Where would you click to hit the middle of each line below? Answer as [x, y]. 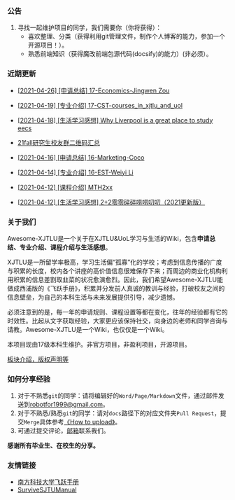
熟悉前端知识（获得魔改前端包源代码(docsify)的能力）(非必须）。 [120, 54]
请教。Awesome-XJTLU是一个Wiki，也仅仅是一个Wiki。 [88, 329]
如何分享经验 [29, 379]
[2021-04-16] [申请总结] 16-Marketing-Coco [81, 157]
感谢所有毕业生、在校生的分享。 [53, 445]
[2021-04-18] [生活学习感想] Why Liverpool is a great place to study [115, 120]
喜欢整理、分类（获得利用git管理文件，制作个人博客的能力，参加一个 [127, 36]
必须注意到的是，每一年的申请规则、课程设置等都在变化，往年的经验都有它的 [117, 312]
